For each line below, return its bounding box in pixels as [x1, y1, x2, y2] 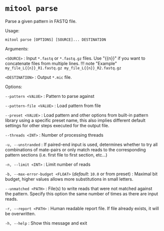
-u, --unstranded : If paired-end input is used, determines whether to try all [5, 141, 158, 147]
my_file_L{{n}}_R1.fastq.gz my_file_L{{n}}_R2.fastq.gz [5, 66, 121, 70]
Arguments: [5, 46, 29, 51]
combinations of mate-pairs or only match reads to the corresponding [5, 146, 146, 153]
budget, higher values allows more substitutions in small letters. [5, 176, 134, 182]
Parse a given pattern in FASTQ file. [5, 18, 77, 24]
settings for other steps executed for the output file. [5, 122, 110, 128]
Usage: [5, 27, 20, 33]
